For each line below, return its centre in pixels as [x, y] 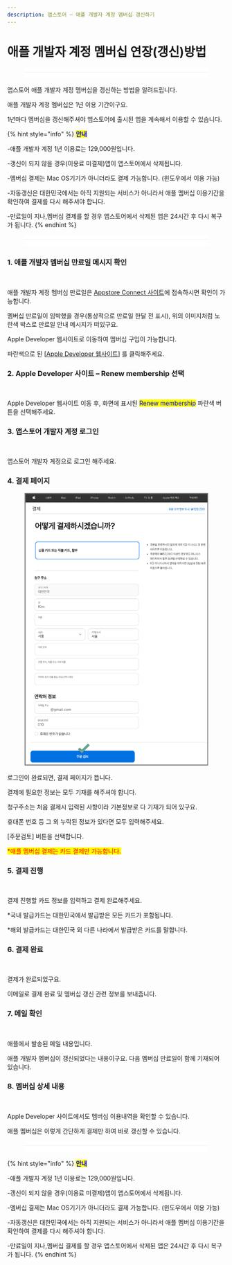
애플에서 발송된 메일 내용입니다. [50, 1043]
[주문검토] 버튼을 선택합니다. [46, 836]
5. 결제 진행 [25, 870]
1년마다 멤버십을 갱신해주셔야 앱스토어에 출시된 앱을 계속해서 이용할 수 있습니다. [115, 119]
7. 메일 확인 [25, 1014]
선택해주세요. [38, 411]
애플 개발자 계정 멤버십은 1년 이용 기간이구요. [68, 105]
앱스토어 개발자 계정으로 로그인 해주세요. [62, 461]
